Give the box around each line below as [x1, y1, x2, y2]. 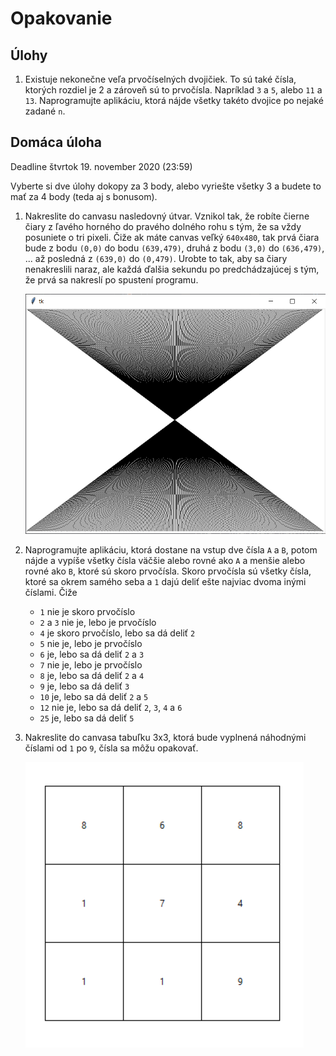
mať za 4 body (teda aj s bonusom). [10, 190, 158, 202]
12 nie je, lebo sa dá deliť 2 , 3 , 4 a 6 [39, 702, 183, 714]
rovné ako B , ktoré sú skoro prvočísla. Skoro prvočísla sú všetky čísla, [24, 565, 312, 577]
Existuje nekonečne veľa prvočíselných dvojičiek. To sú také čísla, [24, 73, 297, 85]
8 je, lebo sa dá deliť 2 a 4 [39, 670, 145, 682]
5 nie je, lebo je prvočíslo [39, 638, 143, 650]
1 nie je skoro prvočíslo [39, 606, 136, 618]
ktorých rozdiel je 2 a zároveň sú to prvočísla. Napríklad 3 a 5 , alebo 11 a [24, 84, 323, 96]
